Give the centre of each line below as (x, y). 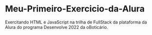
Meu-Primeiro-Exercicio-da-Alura (75, 9)
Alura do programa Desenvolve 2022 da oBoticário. (57, 27)
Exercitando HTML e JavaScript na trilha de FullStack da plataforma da (76, 22)
